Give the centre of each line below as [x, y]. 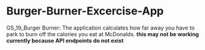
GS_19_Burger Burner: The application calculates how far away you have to [100, 28]
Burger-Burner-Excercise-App [85, 11]
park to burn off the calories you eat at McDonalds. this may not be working [103, 34]
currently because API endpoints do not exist [65, 40]
